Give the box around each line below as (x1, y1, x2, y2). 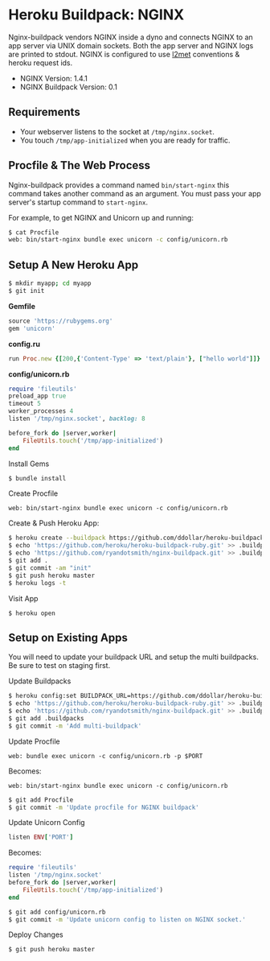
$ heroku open (8, 609, 56, 617)
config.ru (8, 339, 40, 349)
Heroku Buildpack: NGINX (8, 6, 185, 24)
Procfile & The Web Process (8, 159, 151, 172)
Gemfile (8, 301, 36, 311)
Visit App (8, 593, 39, 603)
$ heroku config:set (8, 692, 78, 700)
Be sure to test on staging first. (8, 661, 111, 670)
